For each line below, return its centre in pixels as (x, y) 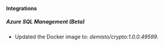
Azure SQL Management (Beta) (45, 22)
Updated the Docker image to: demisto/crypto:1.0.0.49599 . (86, 37)
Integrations (22, 8)
